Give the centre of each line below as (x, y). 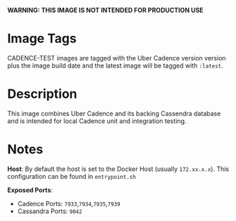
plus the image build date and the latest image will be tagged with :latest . (115, 65)
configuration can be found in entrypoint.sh (72, 176)
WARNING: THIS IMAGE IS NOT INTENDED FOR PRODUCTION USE (105, 10)
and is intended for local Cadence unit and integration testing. (97, 121)
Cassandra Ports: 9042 (50, 211)
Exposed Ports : (30, 190)
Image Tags (42, 39)
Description (42, 94)
